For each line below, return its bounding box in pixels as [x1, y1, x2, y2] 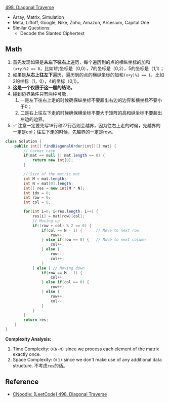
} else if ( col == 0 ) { [41, 280, 90, 285]
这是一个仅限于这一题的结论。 [12, 84, 75, 90]
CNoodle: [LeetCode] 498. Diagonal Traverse [12, 391, 107, 397]
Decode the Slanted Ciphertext [20, 30, 85, 36]
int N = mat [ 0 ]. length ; [23, 181, 73, 186]
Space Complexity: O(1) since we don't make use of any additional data [12, 356, 162, 362]
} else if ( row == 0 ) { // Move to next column [41, 237, 146, 242]
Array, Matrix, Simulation [12, 14, 64, 20]
